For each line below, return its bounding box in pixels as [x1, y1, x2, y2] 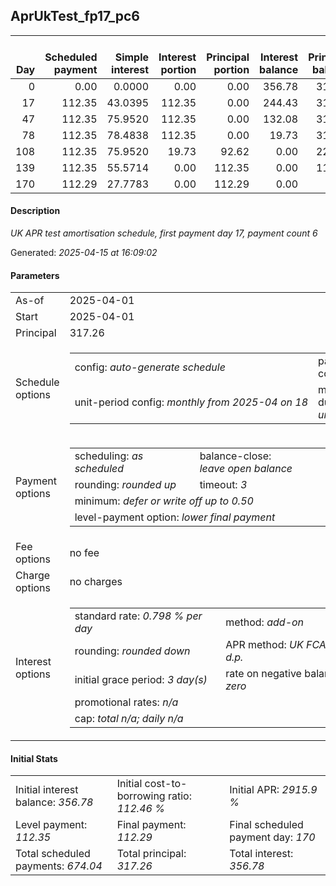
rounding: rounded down [74, 644, 191, 658]
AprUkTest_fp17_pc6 [10, 8, 140, 25]
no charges [69, 575, 123, 589]
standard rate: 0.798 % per [74, 609, 203, 623]
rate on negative [225, 667, 302, 681]
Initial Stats [10, 752, 58, 764]
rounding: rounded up [74, 478, 177, 492]
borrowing [116, 789, 166, 803]
